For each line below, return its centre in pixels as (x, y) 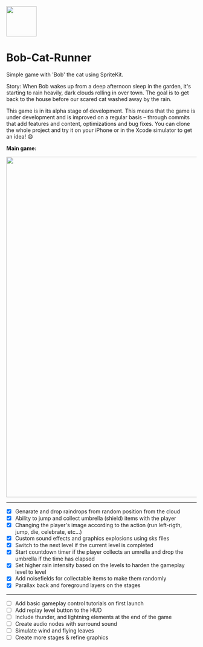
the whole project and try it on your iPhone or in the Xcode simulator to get (99, 130)
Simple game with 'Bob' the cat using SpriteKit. (65, 74)
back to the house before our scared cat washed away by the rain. (89, 99)
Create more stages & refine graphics (62, 637)
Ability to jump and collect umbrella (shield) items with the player (95, 518)
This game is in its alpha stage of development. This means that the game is (101, 111)
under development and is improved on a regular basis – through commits (98, 117)
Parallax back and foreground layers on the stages (78, 585)
